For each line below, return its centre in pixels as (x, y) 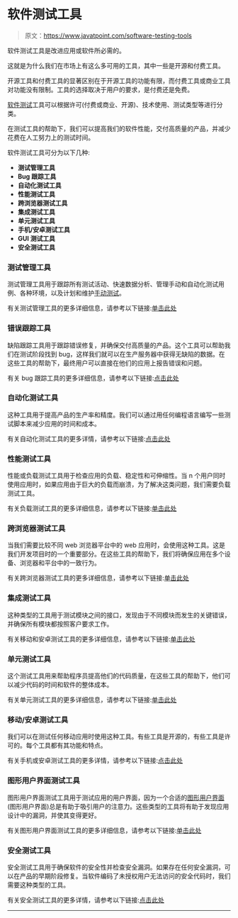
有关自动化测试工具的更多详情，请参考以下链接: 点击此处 (89, 438)
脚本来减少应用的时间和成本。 (57, 423)
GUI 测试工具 (36, 238)
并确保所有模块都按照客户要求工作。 (60, 624)
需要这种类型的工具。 (38, 885)
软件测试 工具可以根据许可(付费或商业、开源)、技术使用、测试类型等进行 (112, 104)
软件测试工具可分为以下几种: (49, 152)
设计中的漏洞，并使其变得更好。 (54, 815)
